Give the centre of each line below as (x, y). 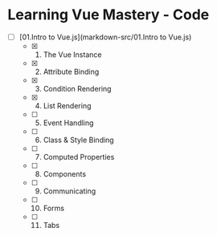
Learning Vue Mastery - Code (108, 15)
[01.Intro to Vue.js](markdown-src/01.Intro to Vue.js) (105, 37)
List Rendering (67, 106)
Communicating (70, 191)
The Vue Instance (72, 55)
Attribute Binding (71, 71)
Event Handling (68, 123)
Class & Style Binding (78, 140)
